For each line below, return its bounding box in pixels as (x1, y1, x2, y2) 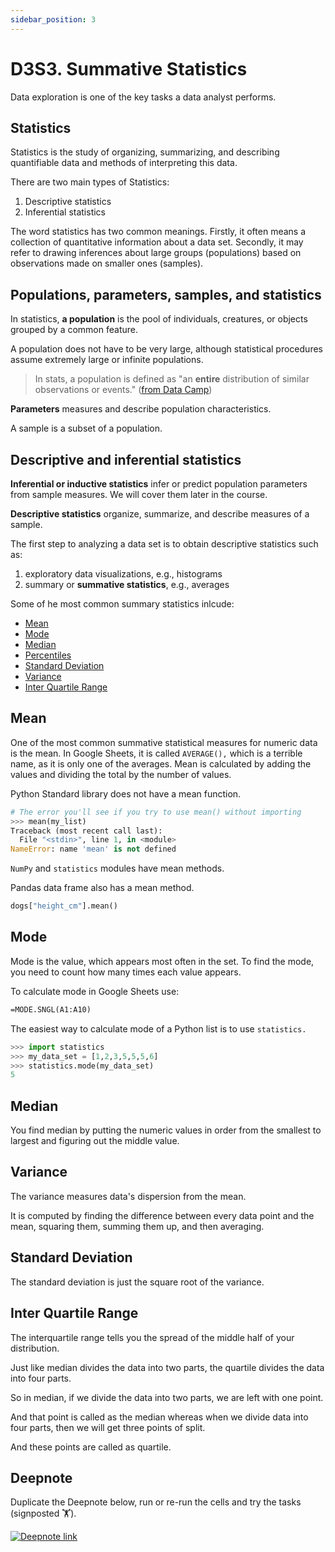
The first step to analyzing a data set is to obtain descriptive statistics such (10, 538, 319, 550)
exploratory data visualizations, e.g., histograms (24, 568, 223, 580)
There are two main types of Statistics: (10, 176, 170, 188)
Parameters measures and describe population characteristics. (10, 403, 272, 415)
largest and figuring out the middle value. (10, 1135, 180, 1147)
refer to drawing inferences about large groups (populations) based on (10, 247, 302, 259)
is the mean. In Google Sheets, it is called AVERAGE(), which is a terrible (10, 747, 303, 759)
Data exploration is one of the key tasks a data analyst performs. (10, 91, 277, 103)
